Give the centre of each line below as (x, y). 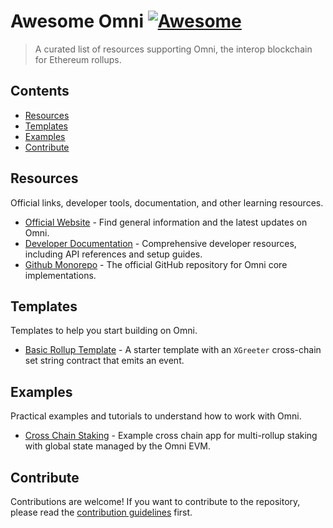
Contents (40, 91)
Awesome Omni (77, 21)
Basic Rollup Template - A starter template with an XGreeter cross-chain (173, 350)
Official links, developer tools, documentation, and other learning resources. (167, 202)
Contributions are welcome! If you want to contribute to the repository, (155, 501)
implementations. (60, 275)
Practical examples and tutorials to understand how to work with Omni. (156, 416)
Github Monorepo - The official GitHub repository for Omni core (156, 264)
